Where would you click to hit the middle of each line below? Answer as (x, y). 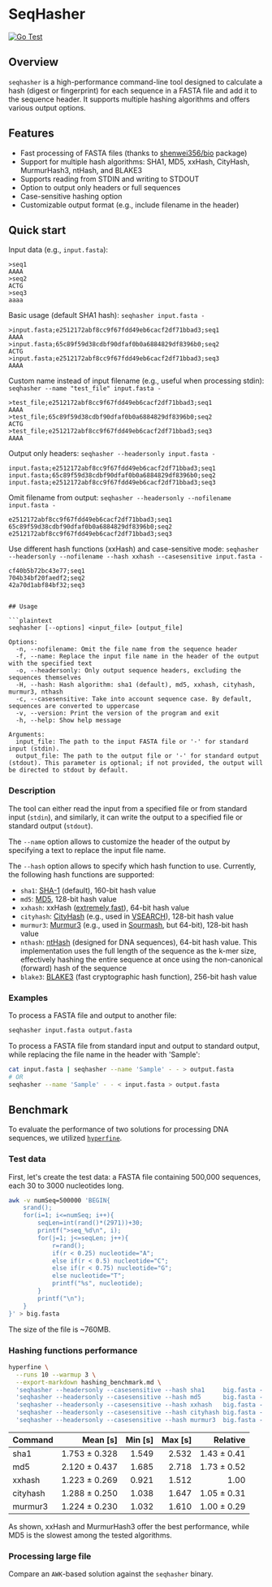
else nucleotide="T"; (89, 1276)
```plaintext (30, 621)
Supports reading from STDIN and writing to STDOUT (110, 179)
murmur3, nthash (36, 692)
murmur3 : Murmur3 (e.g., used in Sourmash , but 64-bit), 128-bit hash (134, 924)
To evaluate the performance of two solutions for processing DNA (119, 1129)
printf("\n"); (61, 1298)
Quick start (37, 230)
